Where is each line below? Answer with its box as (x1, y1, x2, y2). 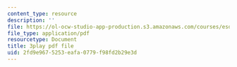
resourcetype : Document (7, 36, 78, 43)
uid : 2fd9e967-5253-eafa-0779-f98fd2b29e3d (7, 50, 138, 57)
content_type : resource (7, 10, 78, 17)
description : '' (7, 17, 55, 24)
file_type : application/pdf (7, 29, 90, 37)
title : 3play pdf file (7, 43, 74, 50)
